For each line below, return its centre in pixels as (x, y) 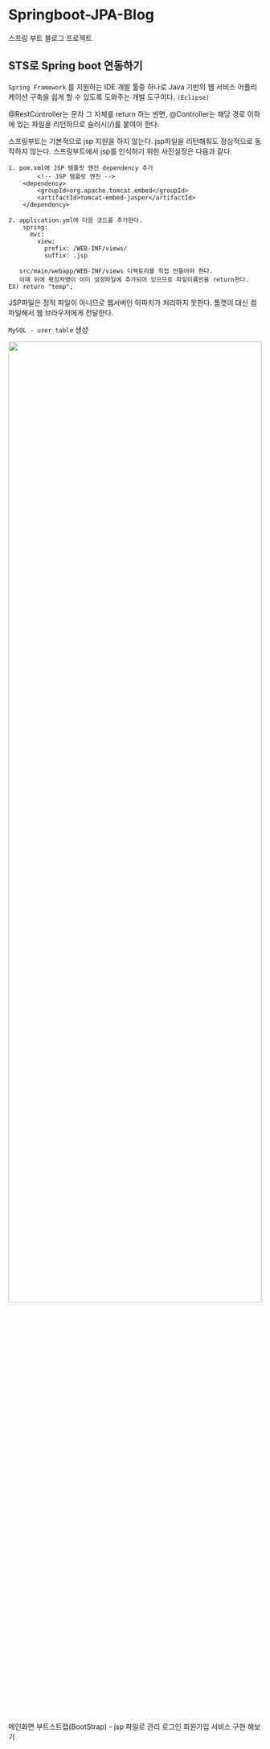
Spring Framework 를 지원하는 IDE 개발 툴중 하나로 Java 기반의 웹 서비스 (122, 87)
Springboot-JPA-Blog (82, 15)
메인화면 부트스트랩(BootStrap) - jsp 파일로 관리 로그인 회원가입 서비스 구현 (127, 1726)
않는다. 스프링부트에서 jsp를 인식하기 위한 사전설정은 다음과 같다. (131, 151)
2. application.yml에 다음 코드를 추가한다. (76, 220)
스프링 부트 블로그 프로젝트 (50, 38)
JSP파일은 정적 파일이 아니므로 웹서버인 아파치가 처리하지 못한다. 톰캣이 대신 (129, 302)
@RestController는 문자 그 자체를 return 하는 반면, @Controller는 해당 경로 (127, 113)
